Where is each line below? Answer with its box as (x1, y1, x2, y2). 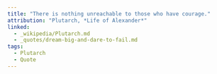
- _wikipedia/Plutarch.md (13, 30, 91, 37)
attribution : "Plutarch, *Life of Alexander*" (7, 17, 148, 24)
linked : (7, 23, 30, 30)
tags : (7, 43, 23, 50)
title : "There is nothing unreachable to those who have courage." (7, 10, 211, 18)
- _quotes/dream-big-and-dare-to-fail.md (13, 37, 138, 44)
